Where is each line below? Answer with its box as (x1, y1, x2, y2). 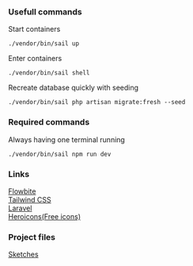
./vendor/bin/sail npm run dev (8, 150, 112, 158)
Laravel (8, 203, 32, 213)
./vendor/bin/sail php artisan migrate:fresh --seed (8, 98, 186, 106)
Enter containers (8, 54, 62, 64)
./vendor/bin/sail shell (8, 69, 90, 77)
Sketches (8, 249, 39, 260)
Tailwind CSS (8, 195, 51, 204)
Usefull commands (8, 6, 82, 17)
